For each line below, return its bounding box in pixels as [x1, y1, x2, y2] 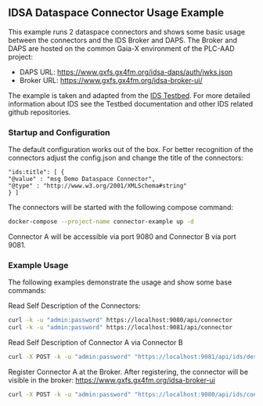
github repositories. [8, 107, 71, 117]
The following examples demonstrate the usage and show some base [8, 277, 232, 287]
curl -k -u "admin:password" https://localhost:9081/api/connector [8, 324, 233, 332]
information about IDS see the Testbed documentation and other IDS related [8, 99, 254, 108]
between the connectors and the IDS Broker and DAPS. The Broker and [8, 35, 237, 45]
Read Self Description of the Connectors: [8, 301, 141, 310]
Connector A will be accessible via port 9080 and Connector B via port [8, 231, 236, 241]
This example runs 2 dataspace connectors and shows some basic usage [8, 27, 245, 36]
